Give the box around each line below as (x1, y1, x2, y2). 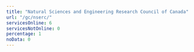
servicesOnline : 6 (6, 20, 52, 26)
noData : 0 (6, 36, 31, 42)
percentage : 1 (6, 31, 42, 37)
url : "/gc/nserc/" (6, 14, 52, 20)
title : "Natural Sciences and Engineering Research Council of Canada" (6, 8, 189, 15)
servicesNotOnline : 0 (6, 25, 60, 32)
